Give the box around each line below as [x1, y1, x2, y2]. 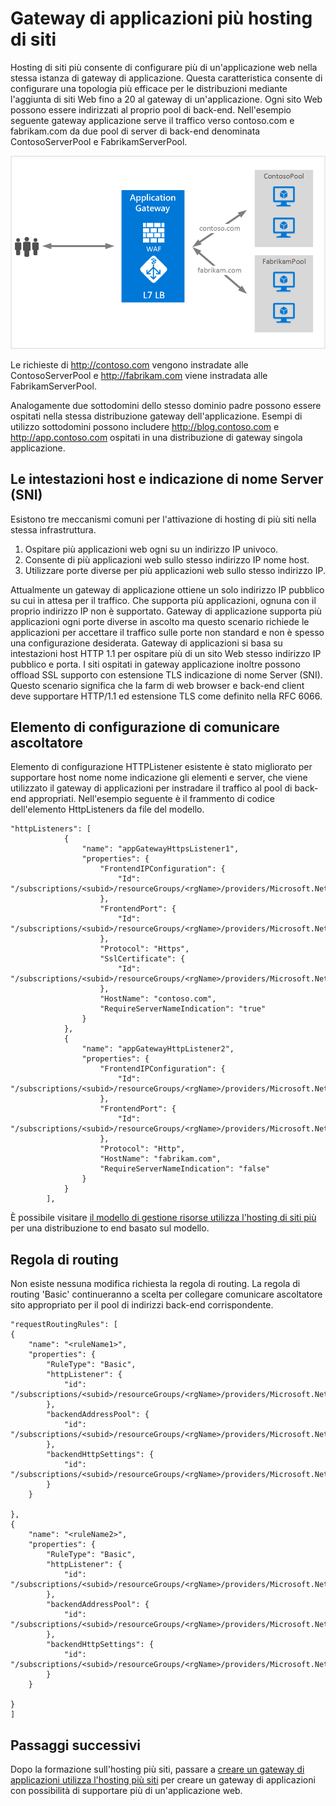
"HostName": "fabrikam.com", [99, 1154, 222, 1164]
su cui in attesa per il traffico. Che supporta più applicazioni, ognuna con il [10, 594, 317, 606]
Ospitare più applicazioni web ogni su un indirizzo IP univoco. [24, 543, 279, 555]
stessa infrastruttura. [10, 523, 97, 536]
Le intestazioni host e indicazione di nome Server [10, 471, 324, 488]
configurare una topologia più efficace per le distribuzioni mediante [10, 82, 288, 94]
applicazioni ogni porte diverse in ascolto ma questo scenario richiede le [10, 615, 310, 627]
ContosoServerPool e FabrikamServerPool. [10, 135, 188, 147]
